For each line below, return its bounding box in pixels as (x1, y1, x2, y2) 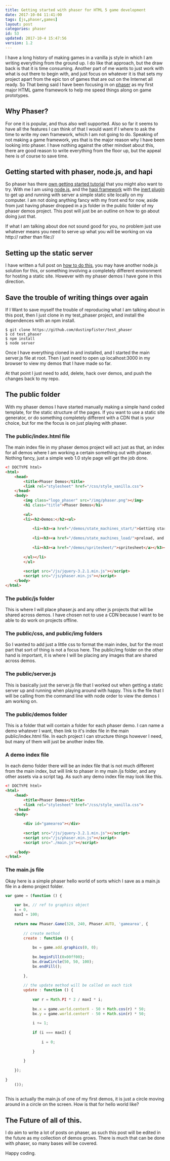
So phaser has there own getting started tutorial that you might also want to (5, 181, 163, 187)
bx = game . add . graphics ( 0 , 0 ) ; (32, 945, 99, 950)
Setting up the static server (5, 248, 93, 257)
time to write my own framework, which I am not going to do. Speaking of (5, 131, 158, 137)
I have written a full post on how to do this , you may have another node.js (5, 262, 158, 268)
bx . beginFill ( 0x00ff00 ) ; (32, 955, 85, 960)
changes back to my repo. (5, 375, 60, 382)
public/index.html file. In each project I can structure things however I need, (5, 733, 163, 739)
